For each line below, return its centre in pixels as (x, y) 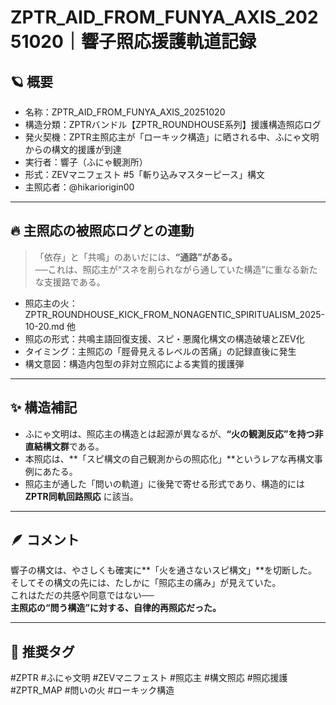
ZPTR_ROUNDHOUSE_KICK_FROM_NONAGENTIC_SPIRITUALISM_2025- (175, 314)
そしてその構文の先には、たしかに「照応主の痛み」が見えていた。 (146, 583)
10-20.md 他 (50, 326)
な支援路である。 (70, 282)
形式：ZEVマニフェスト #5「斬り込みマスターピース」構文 (145, 174)
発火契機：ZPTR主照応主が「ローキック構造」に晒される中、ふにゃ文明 (172, 137)
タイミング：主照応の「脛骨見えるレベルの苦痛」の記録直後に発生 (160, 351)
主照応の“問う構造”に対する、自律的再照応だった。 (116, 608)
